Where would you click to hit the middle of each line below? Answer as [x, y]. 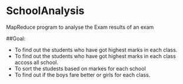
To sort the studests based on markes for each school [80, 68]
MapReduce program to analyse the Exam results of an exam [80, 27]
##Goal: [16, 38]
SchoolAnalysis [45, 11]
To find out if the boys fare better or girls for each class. [82, 75]
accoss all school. [36, 62]
